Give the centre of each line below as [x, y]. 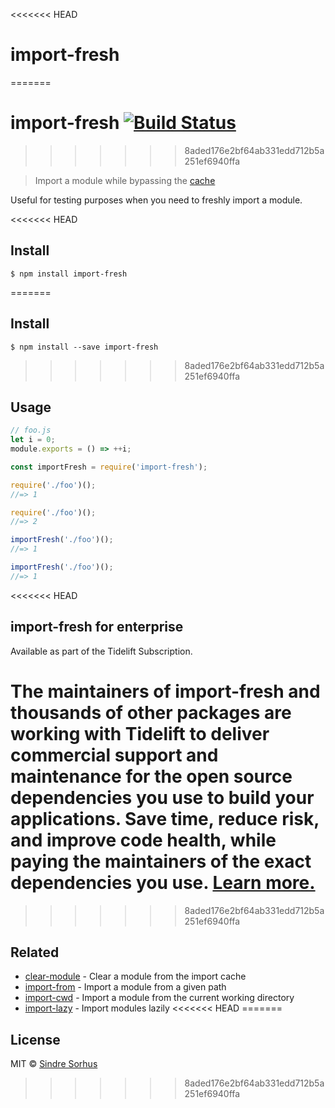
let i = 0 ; [33, 440]
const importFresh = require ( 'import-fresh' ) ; [109, 467]
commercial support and [114, 755]
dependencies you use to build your [162, 797]
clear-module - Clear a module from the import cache [135, 976]
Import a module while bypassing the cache [125, 180]
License [35, 1039]
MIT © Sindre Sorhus [54, 1064]
